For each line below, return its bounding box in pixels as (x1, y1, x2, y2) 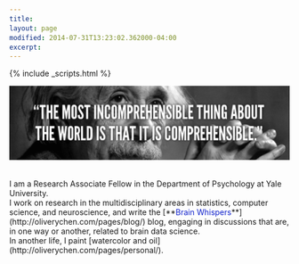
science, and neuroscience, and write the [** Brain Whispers (9, 206, 232, 218)
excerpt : (9, 43, 42, 52)
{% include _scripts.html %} (9, 68, 111, 79)
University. (9, 187, 49, 198)
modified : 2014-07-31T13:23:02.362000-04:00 (9, 33, 177, 42)
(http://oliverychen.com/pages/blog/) (9, 216, 146, 227)
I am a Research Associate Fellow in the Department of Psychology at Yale (9, 178, 282, 189)
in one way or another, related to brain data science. (9, 226, 200, 236)
